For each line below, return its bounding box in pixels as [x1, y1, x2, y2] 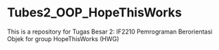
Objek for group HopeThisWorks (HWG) [7, 34, 119, 42]
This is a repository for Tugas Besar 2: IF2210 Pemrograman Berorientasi [7, 27, 213, 36]
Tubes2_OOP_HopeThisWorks [7, 5, 182, 21]
